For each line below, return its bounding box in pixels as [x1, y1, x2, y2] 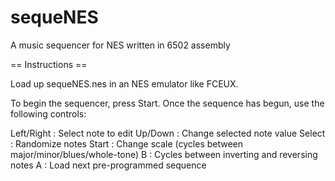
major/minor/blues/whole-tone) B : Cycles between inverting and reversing [10, 148, 318, 160]
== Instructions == [10, 58, 88, 70]
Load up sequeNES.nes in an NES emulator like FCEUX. [10, 77, 239, 90]
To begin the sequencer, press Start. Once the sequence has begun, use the [10, 97, 325, 109]
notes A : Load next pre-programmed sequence [10, 159, 207, 171]
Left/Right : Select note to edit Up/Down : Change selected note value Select [10, 127, 326, 139]
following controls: [10, 107, 87, 120]
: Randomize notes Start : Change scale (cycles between [10, 137, 244, 150]
